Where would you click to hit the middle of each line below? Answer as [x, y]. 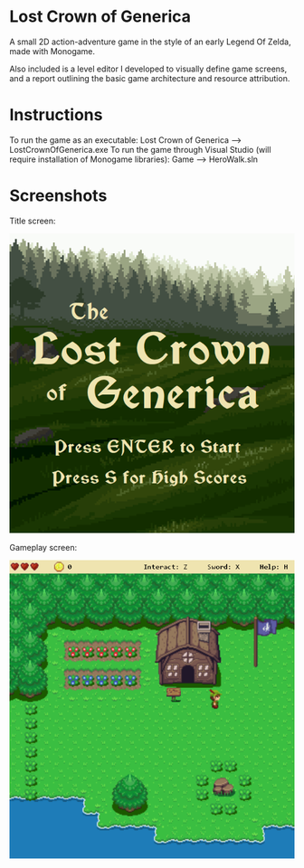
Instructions [56, 115]
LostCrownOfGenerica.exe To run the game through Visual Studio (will [140, 149]
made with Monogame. [52, 51]
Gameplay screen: [43, 548]
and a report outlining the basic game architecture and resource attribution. [150, 78]
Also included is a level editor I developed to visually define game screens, [148, 69]
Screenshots [58, 196]
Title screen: [33, 221]
